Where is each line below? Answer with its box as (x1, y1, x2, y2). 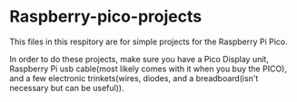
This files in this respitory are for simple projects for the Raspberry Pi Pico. (9, 36, 288, 47)
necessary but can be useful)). (9, 82, 124, 93)
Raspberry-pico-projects (9, 6, 203, 27)
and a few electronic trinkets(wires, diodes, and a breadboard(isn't (9, 72, 259, 83)
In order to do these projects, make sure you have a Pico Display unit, (9, 53, 270, 64)
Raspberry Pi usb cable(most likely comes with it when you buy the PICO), (9, 63, 288, 74)
